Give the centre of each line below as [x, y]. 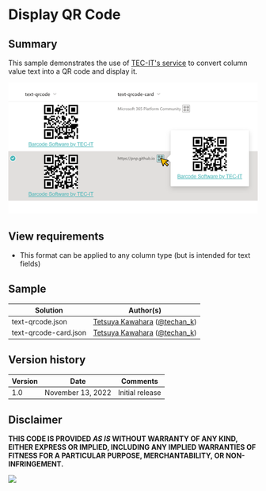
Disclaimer [35, 419]
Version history [47, 360]
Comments [140, 381]
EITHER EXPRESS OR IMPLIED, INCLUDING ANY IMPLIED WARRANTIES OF [132, 447]
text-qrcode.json [39, 321]
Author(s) [145, 310]
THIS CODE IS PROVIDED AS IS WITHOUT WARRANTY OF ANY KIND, [123, 439]
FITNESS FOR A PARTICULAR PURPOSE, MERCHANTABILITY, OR [116, 456]
